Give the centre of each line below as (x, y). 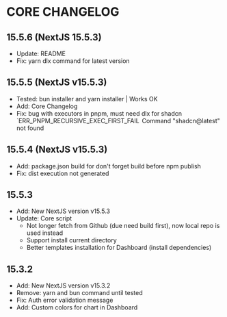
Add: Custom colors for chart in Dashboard (77, 307)
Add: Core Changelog (47, 106)
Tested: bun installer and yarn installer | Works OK (87, 99)
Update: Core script (44, 218)
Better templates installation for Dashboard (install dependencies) (119, 248)
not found (30, 128)
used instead (45, 233)
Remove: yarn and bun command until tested (79, 293)
